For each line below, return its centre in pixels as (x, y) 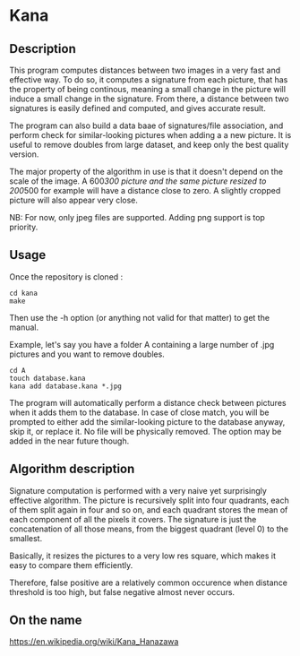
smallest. (26, 538)
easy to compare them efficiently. (71, 565)
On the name (46, 621)
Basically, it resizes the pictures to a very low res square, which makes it (142, 556)
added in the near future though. (69, 441)
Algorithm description (72, 469)
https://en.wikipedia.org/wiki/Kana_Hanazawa (94, 642)
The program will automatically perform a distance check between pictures (148, 402)
